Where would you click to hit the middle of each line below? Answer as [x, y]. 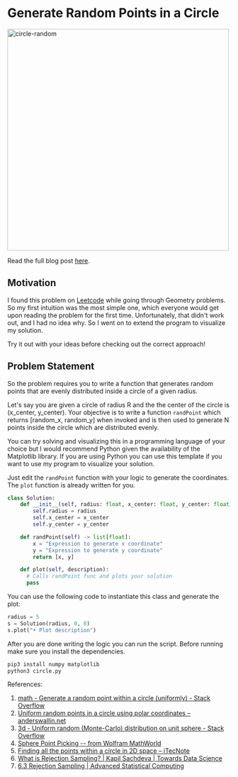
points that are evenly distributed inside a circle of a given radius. [103, 391]
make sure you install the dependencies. [66, 651]
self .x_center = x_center [71, 518]
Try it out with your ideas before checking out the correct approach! [107, 344]
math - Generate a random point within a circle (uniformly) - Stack [114, 698]
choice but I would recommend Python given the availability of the [104, 448]
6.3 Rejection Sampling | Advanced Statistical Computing [101, 766]
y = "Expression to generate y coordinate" [98, 550]
